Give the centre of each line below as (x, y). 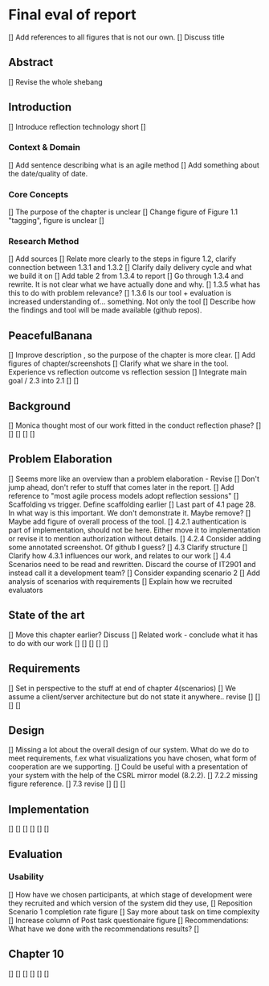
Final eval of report (72, 15)
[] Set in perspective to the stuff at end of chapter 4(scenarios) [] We (122, 688)
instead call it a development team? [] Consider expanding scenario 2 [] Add (134, 573)
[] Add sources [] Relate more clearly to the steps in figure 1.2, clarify (122, 259)
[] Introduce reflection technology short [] (77, 126)
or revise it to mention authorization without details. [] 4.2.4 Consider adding (135, 538)
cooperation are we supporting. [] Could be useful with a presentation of (128, 767)
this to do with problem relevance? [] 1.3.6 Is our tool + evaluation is (120, 293)
